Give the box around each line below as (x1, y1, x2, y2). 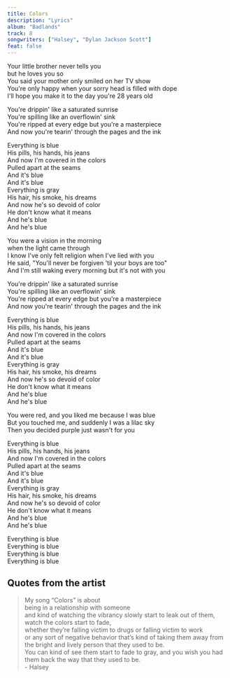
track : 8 (7, 29, 33, 37)
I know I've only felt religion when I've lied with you (7, 251, 154, 260)
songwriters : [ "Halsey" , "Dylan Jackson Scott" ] (7, 36, 152, 43)
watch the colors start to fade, (24, 618, 112, 626)
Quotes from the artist (7, 577, 106, 589)
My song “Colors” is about (24, 595, 101, 604)
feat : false (7, 43, 42, 50)
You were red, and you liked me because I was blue (7, 411, 156, 419)
